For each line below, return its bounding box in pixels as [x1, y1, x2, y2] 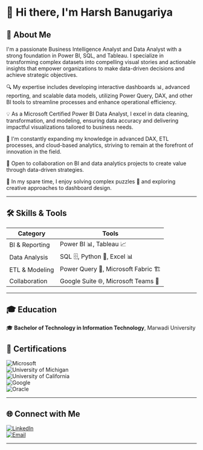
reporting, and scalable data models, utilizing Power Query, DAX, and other [6, 92, 193, 99]
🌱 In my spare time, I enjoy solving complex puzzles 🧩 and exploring [6, 178, 176, 185]
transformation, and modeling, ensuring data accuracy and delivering [6, 117, 179, 124]
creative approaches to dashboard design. [6, 184, 112, 191]
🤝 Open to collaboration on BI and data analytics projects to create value [6, 160, 187, 167]
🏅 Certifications [6, 344, 67, 354]
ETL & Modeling [9, 266, 54, 274]
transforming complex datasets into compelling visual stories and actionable [6, 59, 196, 65]
